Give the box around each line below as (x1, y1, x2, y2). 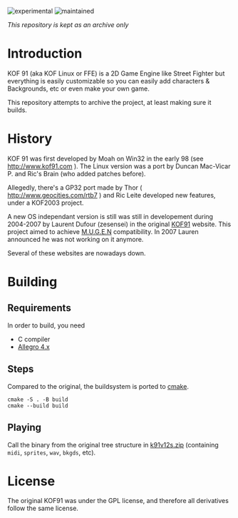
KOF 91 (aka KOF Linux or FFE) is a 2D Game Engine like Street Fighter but (7, 68, 225, 78)
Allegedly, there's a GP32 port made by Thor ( (7, 183, 143, 192)
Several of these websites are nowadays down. (7, 248, 146, 257)
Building (7, 274, 58, 290)
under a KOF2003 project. (7, 198, 84, 207)
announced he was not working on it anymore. (7, 235, 144, 243)
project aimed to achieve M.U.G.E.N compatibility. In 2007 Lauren (7, 227, 199, 235)
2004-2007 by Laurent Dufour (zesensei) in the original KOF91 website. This (7, 220, 232, 228)
